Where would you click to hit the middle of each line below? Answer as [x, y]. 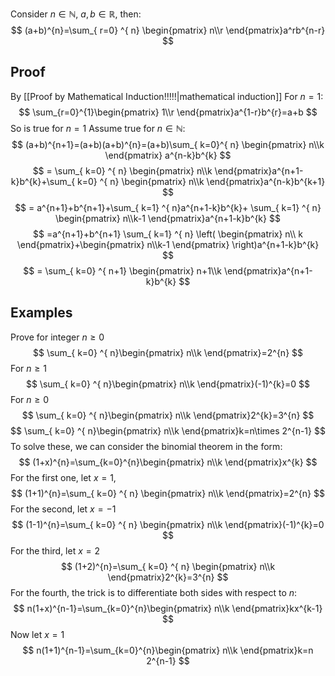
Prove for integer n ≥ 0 [57, 337]
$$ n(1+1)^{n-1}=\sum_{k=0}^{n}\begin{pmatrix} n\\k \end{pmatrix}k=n [168, 650]
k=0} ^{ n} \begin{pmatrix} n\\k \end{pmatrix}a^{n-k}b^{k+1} [201, 181]
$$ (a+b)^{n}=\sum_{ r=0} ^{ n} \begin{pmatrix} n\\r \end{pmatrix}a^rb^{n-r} [168, 30]
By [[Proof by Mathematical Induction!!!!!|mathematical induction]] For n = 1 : [167, 96]
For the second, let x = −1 [63, 509]
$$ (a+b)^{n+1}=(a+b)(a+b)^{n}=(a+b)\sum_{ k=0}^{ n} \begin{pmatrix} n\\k [168, 144]
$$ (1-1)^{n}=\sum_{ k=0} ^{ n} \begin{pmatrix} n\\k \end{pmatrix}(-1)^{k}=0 [168, 524]
